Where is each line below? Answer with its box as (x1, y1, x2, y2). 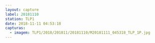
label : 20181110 (5, 12, 39, 17)
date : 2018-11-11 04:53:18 (5, 21, 61, 26)
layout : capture (5, 7, 39, 12)
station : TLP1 (5, 16, 35, 21)
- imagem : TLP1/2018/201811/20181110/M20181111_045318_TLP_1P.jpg (9, 30, 151, 35)
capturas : (5, 26, 26, 31)
